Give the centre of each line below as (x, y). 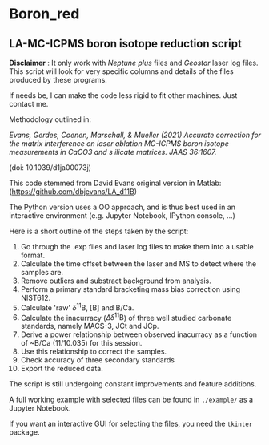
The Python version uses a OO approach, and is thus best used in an (122, 207)
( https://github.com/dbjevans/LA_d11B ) (73, 192)
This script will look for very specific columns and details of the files (122, 71)
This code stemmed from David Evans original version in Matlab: (115, 183)
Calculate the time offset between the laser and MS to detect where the (139, 264)
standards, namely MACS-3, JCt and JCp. (90, 326)
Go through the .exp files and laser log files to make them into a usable (137, 247)
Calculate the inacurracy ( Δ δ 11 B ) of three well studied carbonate (126, 317)
